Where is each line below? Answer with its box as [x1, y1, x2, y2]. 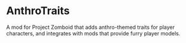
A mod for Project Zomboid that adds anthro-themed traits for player [6, 24, 175, 31]
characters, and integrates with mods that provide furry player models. [6, 29, 181, 37]
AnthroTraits [6, 4, 70, 18]
